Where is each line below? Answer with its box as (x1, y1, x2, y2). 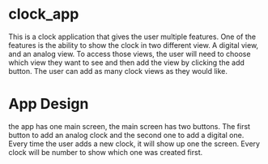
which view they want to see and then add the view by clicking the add (8, 58, 245, 67)
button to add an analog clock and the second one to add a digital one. (8, 130, 245, 140)
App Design (8, 95, 89, 114)
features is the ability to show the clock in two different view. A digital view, (8, 40, 259, 50)
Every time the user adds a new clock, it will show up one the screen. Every (8, 139, 261, 149)
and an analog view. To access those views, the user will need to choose (8, 49, 251, 58)
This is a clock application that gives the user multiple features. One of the (8, 32, 257, 41)
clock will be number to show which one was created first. (8, 147, 203, 157)
